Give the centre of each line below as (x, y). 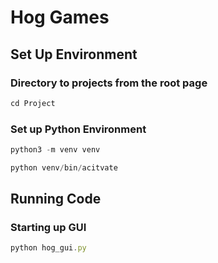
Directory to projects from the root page (109, 83)
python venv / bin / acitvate (64, 167)
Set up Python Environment (78, 129)
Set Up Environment (74, 54)
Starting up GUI (48, 228)
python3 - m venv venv (55, 150)
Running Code (56, 199)
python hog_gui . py (48, 248)
